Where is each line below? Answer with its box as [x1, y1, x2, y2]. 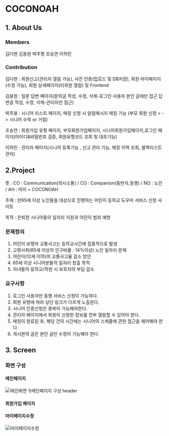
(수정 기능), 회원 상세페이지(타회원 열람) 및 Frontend [5, 82, 109, 88]
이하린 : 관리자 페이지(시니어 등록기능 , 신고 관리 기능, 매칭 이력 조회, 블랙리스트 [5, 144, 162, 150]
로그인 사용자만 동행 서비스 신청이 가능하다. [12, 293, 98, 299]
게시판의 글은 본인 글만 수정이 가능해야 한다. [12, 331, 100, 337]
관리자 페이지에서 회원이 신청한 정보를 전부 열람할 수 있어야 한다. [12, 312, 140, 318]
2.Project [5, 166, 36, 174]
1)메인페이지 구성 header [27, 388, 78, 394]
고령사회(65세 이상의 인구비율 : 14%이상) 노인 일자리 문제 [12, 247, 127, 253]
